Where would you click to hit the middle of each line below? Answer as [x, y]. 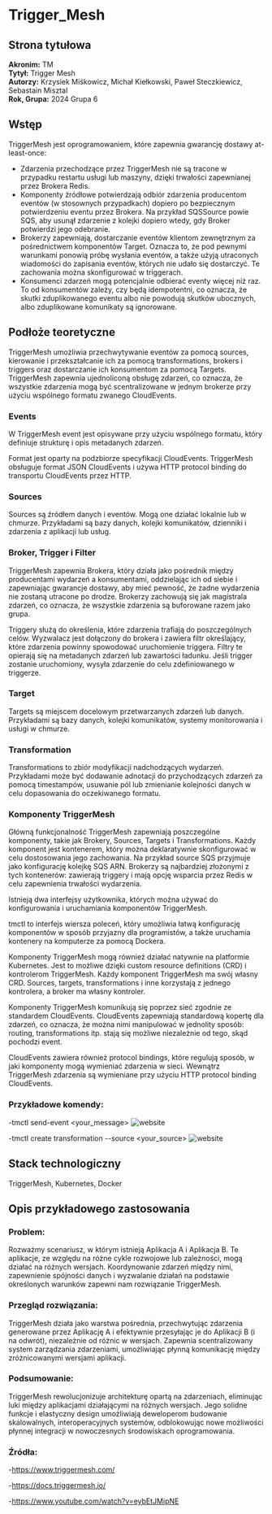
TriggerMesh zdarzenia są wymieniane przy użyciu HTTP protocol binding [133, 1075]
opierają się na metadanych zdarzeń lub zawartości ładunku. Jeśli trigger [131, 655]
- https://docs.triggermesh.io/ [57, 1486]
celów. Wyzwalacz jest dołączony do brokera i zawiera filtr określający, [127, 638]
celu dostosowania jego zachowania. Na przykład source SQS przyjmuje [130, 858]
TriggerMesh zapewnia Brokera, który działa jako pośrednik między [121, 570]
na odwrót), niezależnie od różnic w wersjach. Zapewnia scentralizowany [131, 1340]
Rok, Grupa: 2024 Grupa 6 [53, 99]
